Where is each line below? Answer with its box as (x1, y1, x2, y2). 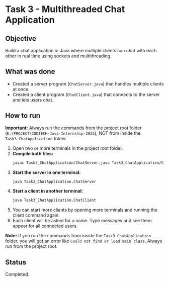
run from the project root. (5, 243, 58, 249)
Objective (5, 34, 37, 43)
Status (5, 258, 27, 266)
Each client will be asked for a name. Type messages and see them (12, 218, 152, 224)
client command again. (12, 212, 60, 218)
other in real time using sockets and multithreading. (5, 53, 112, 59)
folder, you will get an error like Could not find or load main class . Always (5, 238, 162, 244)
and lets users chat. (12, 97, 54, 103)
